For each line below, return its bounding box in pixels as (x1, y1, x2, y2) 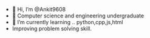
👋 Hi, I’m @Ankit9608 (12, 6, 66, 13)
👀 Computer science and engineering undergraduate (12, 12, 145, 19)
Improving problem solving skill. (12, 25, 92, 32)
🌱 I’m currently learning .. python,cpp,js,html (12, 19, 123, 25)
